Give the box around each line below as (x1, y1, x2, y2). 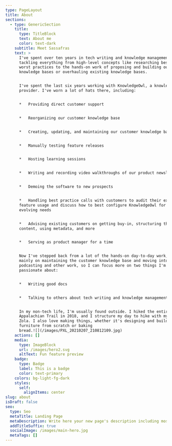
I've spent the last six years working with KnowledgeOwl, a (18, 83, 153, 89)
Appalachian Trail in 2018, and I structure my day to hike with (18, 314, 161, 319)
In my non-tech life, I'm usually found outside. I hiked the (18, 309, 155, 314)
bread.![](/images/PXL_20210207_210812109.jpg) (18, 328, 123, 333)
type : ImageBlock (18, 342, 56, 348)
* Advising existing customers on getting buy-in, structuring (18, 221, 161, 226)
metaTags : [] (10, 433, 38, 438)
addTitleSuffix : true (10, 423, 56, 429)
